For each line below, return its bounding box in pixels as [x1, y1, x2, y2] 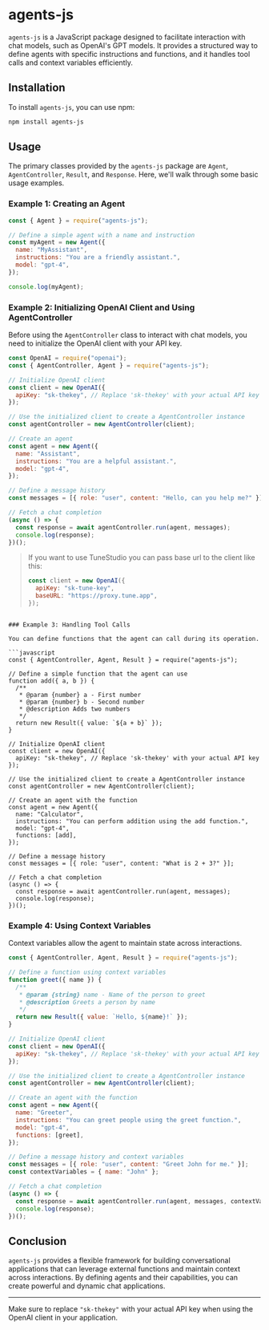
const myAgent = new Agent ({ [8, 238, 106, 246]
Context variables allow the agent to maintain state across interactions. [8, 939, 243, 948]
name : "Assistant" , [15, 449, 81, 458]
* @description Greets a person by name [18, 998, 156, 1006]
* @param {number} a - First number [18, 691, 142, 699]
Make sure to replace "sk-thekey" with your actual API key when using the [8, 1304, 254, 1314]
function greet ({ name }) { [8, 975, 102, 983]
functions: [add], [15, 831, 78, 839]
